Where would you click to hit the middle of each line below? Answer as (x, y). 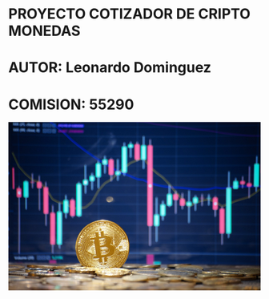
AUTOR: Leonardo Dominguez (110, 68)
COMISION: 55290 (71, 104)
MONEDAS (44, 31)
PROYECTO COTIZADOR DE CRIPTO (129, 14)
